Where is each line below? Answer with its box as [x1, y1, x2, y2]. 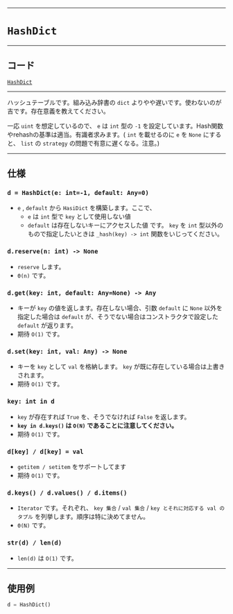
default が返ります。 [17, 321, 78, 330]
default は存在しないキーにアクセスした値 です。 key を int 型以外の [27, 221, 224, 230]
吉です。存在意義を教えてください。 [7, 107, 110, 115]
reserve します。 [17, 262, 65, 271]
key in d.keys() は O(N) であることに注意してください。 [17, 421, 178, 429]
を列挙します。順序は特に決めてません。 [34, 513, 149, 521]
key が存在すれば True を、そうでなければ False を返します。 [17, 412, 191, 420]
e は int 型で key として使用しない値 [27, 212, 132, 221]
